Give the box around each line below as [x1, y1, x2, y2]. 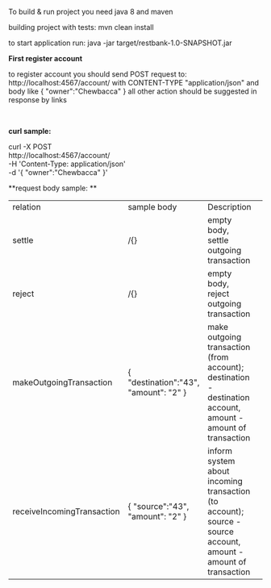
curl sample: [8, 127, 52, 136]
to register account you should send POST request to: [8, 69, 187, 79]
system [207, 456, 236, 466]
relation [12, 202, 42, 212]
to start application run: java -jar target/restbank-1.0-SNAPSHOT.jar [8, 38, 232, 48]
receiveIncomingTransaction [12, 506, 120, 517]
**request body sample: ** [8, 183, 98, 193]
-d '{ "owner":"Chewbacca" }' [8, 168, 108, 177]
